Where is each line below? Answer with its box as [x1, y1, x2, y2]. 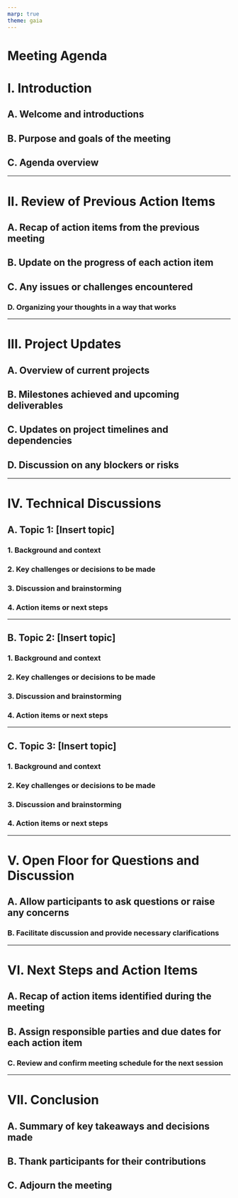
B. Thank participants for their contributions [7, 1155, 207, 1167]
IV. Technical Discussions [7, 495, 161, 512]
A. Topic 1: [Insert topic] [7, 524, 115, 536]
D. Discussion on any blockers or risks [7, 459, 179, 471]
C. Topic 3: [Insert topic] [7, 740, 117, 752]
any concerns [7, 907, 69, 919]
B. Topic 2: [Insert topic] [7, 632, 116, 644]
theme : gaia [7, 17, 42, 24]
